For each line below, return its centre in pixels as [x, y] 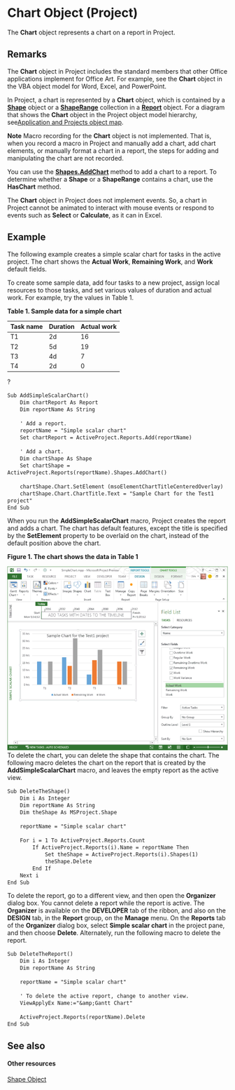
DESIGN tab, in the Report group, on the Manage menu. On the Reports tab [116, 918]
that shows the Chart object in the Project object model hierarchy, [102, 114]
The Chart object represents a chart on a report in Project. [91, 32]
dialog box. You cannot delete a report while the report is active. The [106, 903]
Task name [27, 327]
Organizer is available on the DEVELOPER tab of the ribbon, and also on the [116, 910]
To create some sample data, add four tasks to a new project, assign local [114, 283]
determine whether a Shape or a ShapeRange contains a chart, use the [110, 179]
